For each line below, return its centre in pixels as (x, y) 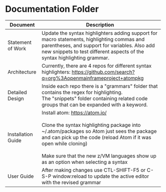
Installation (20, 134)
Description (100, 25)
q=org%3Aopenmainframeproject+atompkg (93, 78)
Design (16, 98)
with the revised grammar (71, 182)
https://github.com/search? (103, 72)
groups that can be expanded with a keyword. (95, 105)
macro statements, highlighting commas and (93, 39)
